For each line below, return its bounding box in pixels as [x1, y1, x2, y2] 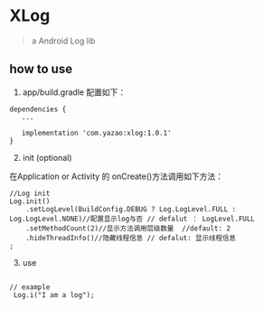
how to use [9, 61, 73, 77]
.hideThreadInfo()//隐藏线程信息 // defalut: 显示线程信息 [25, 233, 237, 242]
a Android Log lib [31, 35, 96, 46]
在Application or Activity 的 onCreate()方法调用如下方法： [9, 171, 224, 182]
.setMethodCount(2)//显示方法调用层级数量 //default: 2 [25, 223, 231, 233]
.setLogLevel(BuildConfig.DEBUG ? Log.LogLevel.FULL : [25, 204, 237, 213]
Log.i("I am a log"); [13, 290, 95, 299]
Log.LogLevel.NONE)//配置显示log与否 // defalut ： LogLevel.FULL [9, 214, 256, 223]
